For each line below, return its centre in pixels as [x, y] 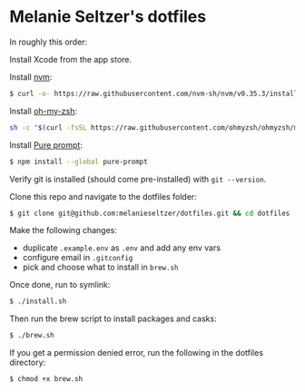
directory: [28, 363]
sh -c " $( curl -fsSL [49, 127]
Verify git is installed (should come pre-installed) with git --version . [138, 179]
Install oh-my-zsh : [44, 111]
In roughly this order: [49, 42]
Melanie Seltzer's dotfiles [108, 17]
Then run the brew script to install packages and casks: [113, 318]
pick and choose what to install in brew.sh [100, 267]
